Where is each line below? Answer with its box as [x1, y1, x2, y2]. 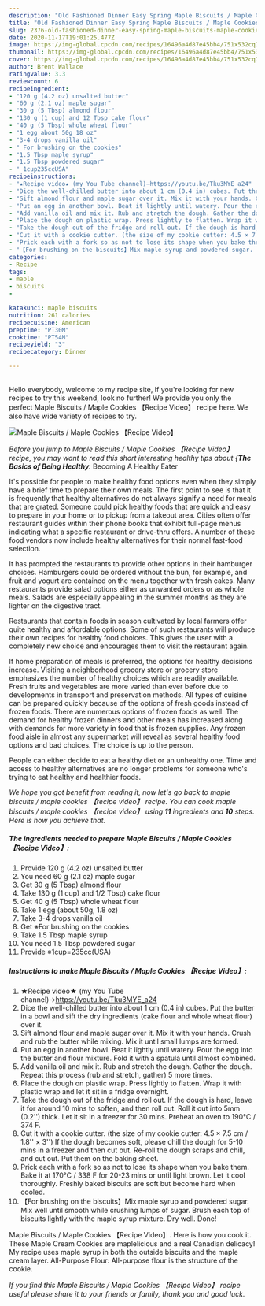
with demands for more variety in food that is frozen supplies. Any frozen [9, 724, 246, 733]
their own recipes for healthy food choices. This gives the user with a [9, 633, 234, 642]
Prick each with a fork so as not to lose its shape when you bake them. [20, 1162, 250, 1171]
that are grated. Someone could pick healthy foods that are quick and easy [9, 502, 251, 511]
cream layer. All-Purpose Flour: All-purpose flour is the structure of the [9, 1256, 239, 1265]
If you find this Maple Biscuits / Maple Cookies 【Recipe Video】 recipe [9, 1280, 241, 1289]
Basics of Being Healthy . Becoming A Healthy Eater [9, 462, 179, 471]
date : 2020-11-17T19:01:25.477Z [9, 33, 115, 42]
